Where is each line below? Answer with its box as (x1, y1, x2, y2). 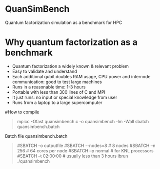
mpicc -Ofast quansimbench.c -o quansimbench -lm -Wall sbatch (17, 118, 149, 124)
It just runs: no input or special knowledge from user (12, 94, 118, 100)
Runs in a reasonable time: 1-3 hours (12, 84, 86, 90)
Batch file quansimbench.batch (5, 133, 68, 139)
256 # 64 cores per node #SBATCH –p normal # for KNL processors (17, 148, 154, 153)
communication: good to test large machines (12, 79, 102, 84)
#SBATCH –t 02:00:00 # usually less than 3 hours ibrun (17, 153, 128, 159)
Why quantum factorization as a (5, 37, 138, 48)
